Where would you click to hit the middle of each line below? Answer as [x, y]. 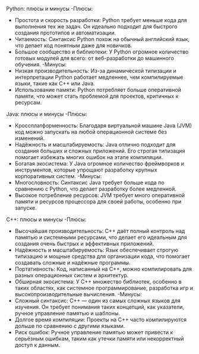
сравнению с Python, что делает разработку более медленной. [96, 189]
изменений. [30, 138]
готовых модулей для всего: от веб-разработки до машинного [94, 58]
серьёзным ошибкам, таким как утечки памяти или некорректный [99, 339]
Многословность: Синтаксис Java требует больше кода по [89, 182]
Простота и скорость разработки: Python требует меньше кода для [101, 20]
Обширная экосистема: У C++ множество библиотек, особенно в [98, 282]
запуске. [26, 208]
